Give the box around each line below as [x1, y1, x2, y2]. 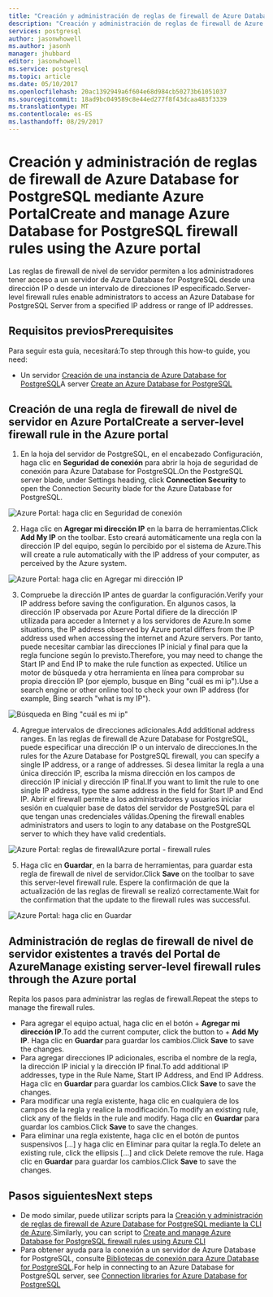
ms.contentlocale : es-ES [8, 111, 93, 119]
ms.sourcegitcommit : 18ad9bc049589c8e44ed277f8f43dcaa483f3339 [8, 95, 227, 103]
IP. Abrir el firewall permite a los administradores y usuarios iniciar [19, 794, 242, 804]
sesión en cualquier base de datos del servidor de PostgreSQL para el [19, 803, 255, 813]
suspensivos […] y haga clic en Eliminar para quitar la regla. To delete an [19, 1139, 262, 1149]
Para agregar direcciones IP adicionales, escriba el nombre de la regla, [19, 1053, 258, 1063]
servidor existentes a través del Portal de [8, 947, 221, 960]
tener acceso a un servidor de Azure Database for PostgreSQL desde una [8, 274, 255, 285]
